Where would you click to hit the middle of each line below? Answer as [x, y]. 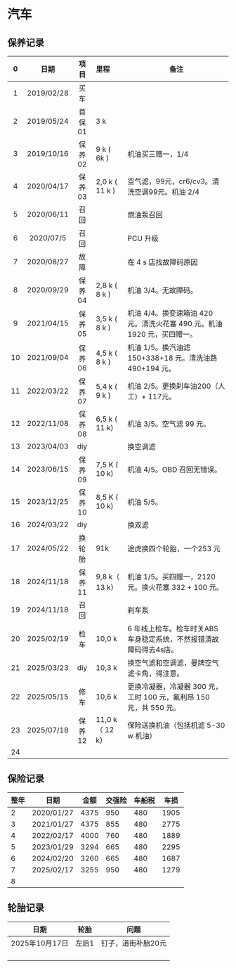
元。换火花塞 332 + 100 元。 [175, 587]
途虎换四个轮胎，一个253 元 [174, 549]
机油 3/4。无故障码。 [163, 290]
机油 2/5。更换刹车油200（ [173, 386]
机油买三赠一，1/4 [158, 154]
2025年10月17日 [40, 943]
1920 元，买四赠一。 [162, 334]
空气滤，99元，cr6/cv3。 [170, 181]
